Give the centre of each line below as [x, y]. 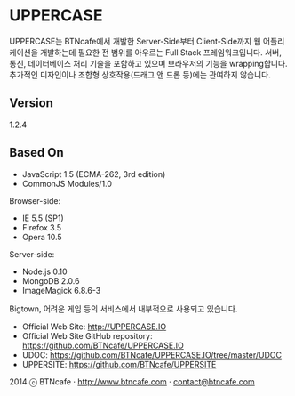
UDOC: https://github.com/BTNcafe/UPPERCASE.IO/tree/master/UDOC [152, 355]
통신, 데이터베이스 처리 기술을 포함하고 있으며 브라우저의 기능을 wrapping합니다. [148, 63]
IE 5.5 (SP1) [43, 218]
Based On [36, 153]
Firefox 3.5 [42, 227]
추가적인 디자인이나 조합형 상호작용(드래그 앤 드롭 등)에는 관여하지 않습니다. [140, 74]
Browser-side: [35, 200]
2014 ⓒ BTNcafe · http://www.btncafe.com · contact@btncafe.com [132, 381]
